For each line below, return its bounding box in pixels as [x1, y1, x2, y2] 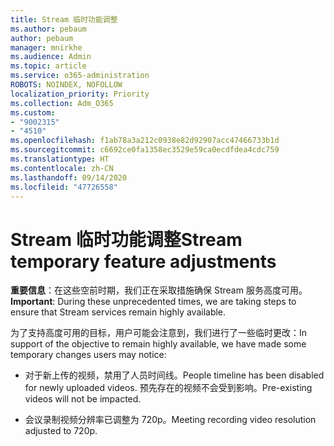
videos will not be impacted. [24, 393, 142, 405]
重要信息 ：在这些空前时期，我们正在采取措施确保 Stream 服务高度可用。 [10, 284, 308, 296]
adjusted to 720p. [24, 425, 98, 437]
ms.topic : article [10, 61, 87, 71]
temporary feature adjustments [10, 250, 277, 273]
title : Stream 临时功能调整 [10, 14, 118, 25]
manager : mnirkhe [10, 42, 83, 53]
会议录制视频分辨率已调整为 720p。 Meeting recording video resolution [24, 414, 317, 426]
